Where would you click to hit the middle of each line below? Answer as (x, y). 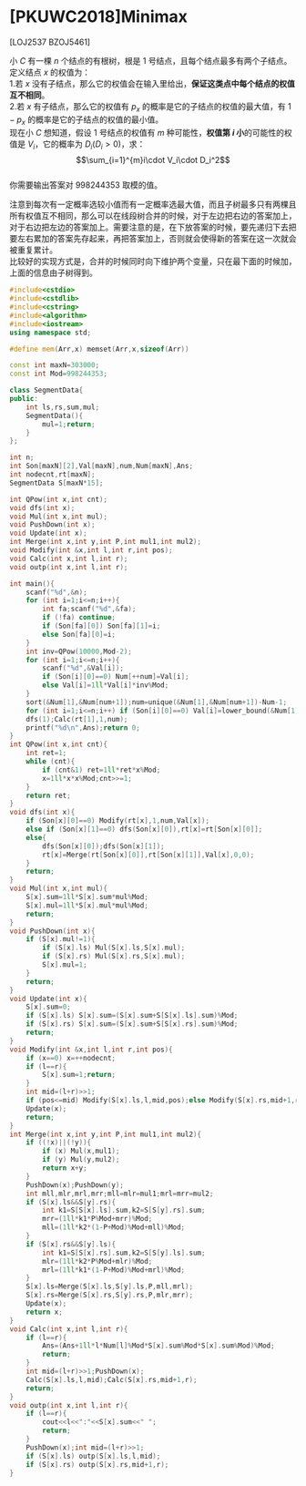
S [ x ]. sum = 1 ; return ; (79, 1075)
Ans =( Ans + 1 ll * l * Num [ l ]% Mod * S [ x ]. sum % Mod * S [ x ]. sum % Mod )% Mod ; (158, 1346)
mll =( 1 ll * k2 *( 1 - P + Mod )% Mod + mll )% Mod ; (114, 1227)
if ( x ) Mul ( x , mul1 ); (81, 1151)
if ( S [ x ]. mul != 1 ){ (61, 939)
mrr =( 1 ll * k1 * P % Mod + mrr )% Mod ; (97, 1219)
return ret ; (48, 795)
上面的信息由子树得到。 (53, 273)
